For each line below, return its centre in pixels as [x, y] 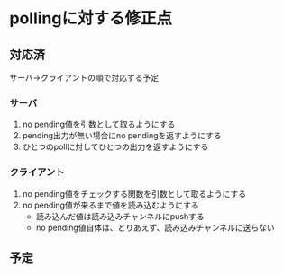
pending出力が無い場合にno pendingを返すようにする [122, 136]
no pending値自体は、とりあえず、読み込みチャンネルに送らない [155, 227]
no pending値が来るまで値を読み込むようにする [111, 205]
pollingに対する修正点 [91, 18]
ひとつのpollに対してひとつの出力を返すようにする [115, 147]
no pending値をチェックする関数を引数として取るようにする [134, 193]
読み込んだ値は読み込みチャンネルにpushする [120, 216]
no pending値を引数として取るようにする [99, 124]
